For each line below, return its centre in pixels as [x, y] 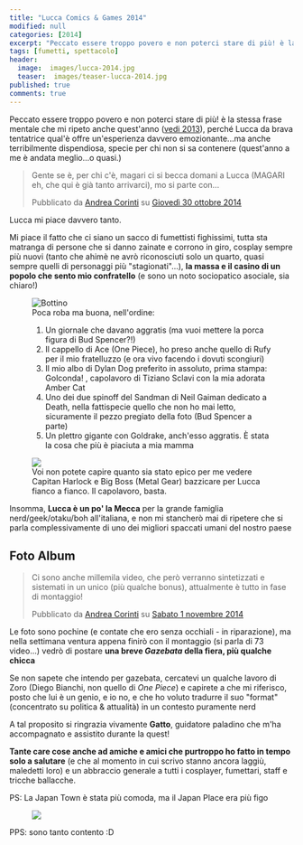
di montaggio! [57, 596]
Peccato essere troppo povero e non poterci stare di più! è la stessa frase [146, 119]
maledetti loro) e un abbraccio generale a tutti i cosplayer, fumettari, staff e [148, 771]
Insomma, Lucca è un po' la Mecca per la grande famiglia [116, 508]
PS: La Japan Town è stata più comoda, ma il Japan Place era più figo [139, 798]
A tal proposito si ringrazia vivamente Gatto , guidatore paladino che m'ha [145, 725]
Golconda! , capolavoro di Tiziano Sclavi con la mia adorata [155, 378]
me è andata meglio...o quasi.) [65, 157]
